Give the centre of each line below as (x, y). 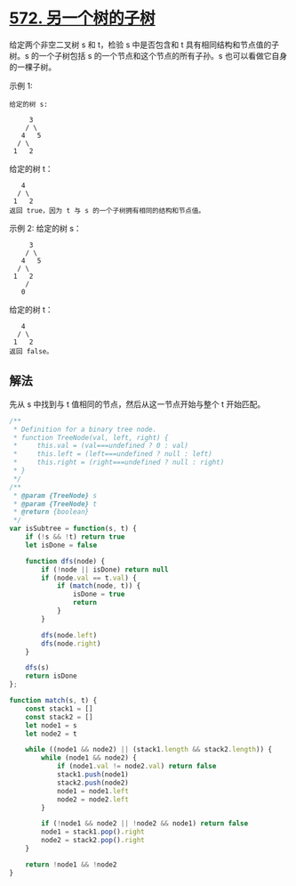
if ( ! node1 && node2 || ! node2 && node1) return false (145, 824)
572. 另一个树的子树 (82, 18)
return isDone (51, 676)
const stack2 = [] (59, 717)
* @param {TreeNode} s (55, 495)
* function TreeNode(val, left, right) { (91, 437)
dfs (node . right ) (71, 643)
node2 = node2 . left (92, 799)
